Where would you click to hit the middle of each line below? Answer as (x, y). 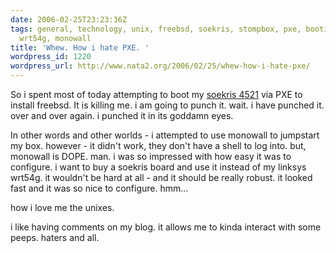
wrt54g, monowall (55, 38)
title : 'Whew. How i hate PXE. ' (80, 47)
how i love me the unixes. (62, 207)
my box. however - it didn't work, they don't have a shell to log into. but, (158, 145)
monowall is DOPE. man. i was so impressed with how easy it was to (151, 156)
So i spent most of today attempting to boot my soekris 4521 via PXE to (156, 94)
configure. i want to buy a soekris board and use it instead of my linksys (158, 167)
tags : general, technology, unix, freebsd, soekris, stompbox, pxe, (156, 29)
